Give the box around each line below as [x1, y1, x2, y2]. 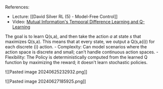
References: [5, 4, 29, 10]
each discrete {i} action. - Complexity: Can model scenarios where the [5, 44, 147, 49]
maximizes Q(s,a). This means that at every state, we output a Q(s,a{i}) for [5, 39, 155, 44]
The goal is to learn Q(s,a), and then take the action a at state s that [5, 34, 141, 39]
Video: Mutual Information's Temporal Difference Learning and [12, 19, 139, 24]
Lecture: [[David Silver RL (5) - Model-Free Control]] [12, 14, 118, 19]
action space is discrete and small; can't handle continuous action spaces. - [5, 49, 159, 55]
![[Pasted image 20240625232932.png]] [5, 69, 88, 75]
